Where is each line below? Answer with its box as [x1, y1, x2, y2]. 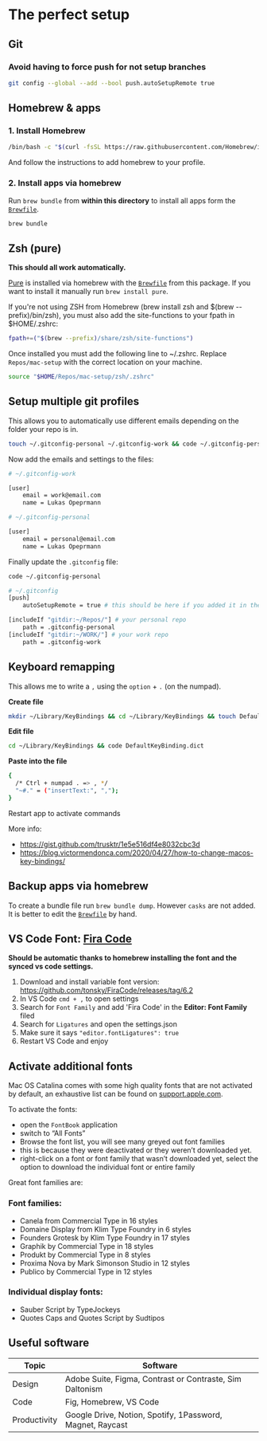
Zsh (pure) [8, 241, 62, 255]
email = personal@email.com [22, 535, 115, 543]
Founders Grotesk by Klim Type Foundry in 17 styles [19, 1233, 191, 1243]
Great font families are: [8, 1178, 83, 1188]
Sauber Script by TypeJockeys [19, 1305, 121, 1314]
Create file [8, 697, 44, 706]
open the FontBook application [19, 1120, 118, 1129]
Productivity [12, 1414, 58, 1425]
